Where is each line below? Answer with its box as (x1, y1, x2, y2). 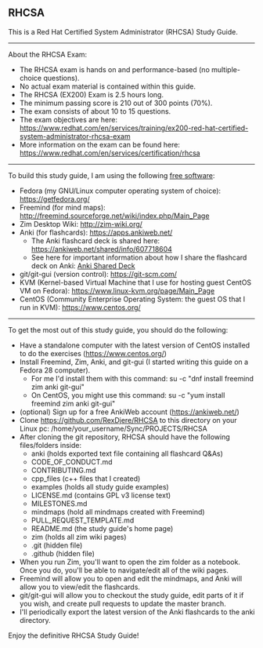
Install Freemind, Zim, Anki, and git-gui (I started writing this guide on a (19, 357, 249, 366)
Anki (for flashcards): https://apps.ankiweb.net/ (19, 228, 173, 237)
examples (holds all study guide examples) (31, 482, 170, 491)
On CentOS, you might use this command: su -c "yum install (31, 390, 225, 399)
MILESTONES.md (31, 498, 88, 508)
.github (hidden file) (31, 548, 95, 558)
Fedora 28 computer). (19, 365, 91, 375)
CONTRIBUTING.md (31, 465, 96, 475)
